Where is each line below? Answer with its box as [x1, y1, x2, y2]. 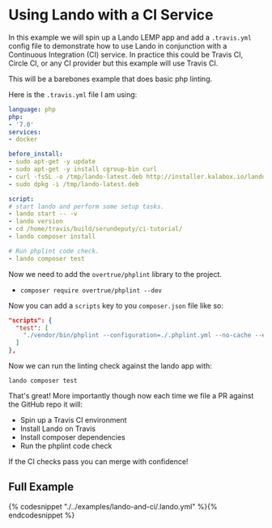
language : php [8, 105, 57, 113]
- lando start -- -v [8, 210, 79, 218]
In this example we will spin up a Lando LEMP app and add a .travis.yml [8, 32, 253, 42]
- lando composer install [8, 232, 96, 241]
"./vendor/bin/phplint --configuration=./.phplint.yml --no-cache [23, 331, 252, 339]
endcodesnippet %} [8, 510, 75, 520]
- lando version [8, 217, 63, 226]
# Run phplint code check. [8, 247, 100, 255]
